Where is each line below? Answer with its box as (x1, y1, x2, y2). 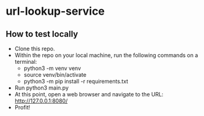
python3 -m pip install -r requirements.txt (23, 78, 129, 85)
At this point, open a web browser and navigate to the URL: (14, 91, 164, 98)
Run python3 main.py (14, 84, 69, 91)
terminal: (14, 58, 37, 65)
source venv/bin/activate (23, 71, 87, 78)
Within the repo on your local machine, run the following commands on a (14, 52, 198, 59)
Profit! (14, 104, 31, 111)
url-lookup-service (6, 4, 105, 18)
